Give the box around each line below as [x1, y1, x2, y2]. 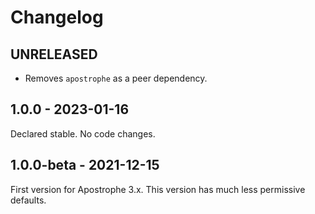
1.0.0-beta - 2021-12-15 [10, 157, 160, 174]
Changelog [10, 6, 104, 29]
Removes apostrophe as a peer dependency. [24, 72, 208, 84]
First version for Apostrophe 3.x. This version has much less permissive [10, 183, 306, 195]
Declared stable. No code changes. [10, 127, 156, 140]
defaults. [10, 194, 47, 206]
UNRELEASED [10, 46, 98, 63]
